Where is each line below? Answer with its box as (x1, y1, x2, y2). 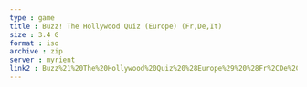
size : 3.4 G (9, 30, 59, 39)
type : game (9, 13, 55, 23)
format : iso (9, 38, 59, 48)
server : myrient (9, 55, 76, 64)
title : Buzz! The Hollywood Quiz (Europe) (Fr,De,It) (9, 22, 223, 31)
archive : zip (9, 47, 64, 56)
